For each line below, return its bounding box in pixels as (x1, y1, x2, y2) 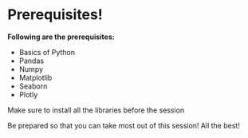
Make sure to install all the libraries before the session (7, 105, 185, 115)
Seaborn (18, 81, 48, 91)
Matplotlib (18, 73, 53, 82)
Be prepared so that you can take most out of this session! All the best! (7, 120, 240, 130)
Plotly (18, 89, 38, 99)
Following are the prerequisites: (7, 32, 115, 41)
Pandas (18, 56, 45, 65)
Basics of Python (18, 47, 75, 57)
